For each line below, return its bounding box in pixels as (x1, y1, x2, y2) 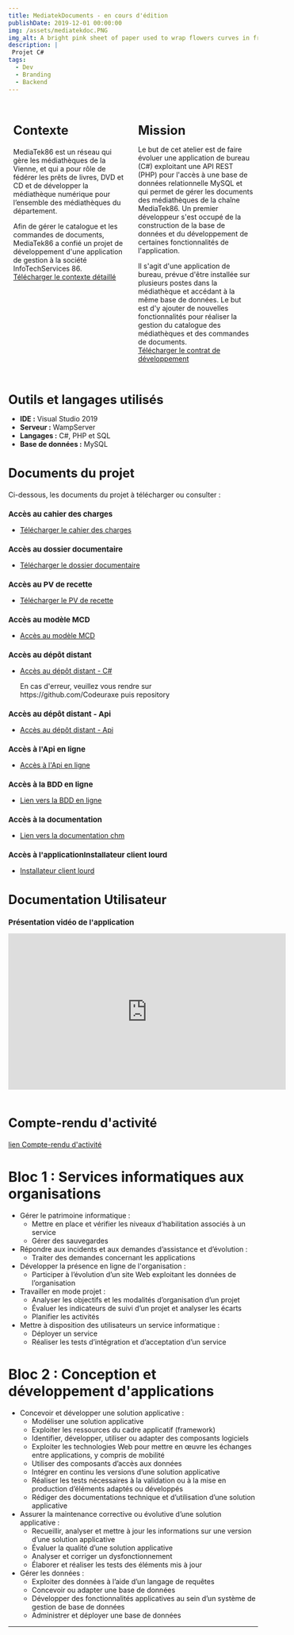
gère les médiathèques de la (13, 156, 106, 165)
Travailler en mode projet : (19, 1287, 105, 1296)
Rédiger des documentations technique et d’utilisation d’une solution (31, 1493, 256, 1502)
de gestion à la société (13, 256, 87, 265)
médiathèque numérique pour (13, 190, 111, 199)
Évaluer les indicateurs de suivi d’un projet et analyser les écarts (31, 1303, 242, 1314)
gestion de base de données (31, 1602, 125, 1612)
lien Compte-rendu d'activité (8, 1140, 102, 1149)
